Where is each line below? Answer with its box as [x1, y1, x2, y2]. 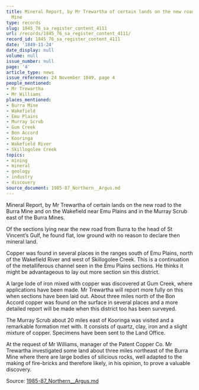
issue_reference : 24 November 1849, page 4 [6, 75, 115, 81]
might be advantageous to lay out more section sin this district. [6, 268, 160, 276]
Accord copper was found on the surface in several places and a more [6, 299, 178, 306]
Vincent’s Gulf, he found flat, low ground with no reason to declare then [6, 232, 180, 239]
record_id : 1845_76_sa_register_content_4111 [6, 36, 120, 42]
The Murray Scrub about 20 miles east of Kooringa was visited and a [6, 317, 174, 324]
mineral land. [6, 238, 38, 245]
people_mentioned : [6, 81, 52, 87]
